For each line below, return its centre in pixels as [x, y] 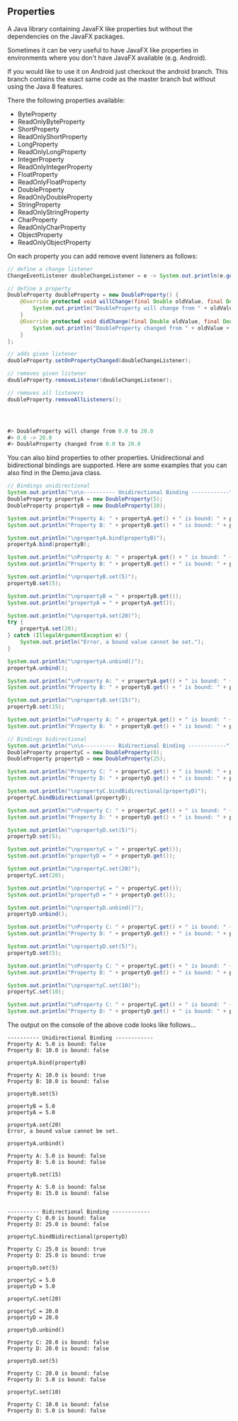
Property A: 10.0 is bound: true [57, 1075]
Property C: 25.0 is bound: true [57, 1249]
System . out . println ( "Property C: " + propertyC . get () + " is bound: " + [117, 772]
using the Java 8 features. [45, 86]
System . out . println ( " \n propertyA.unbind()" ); [75, 661]
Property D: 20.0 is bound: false [58, 1349]
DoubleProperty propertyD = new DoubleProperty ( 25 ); [87, 759]
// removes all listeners [45, 393]
